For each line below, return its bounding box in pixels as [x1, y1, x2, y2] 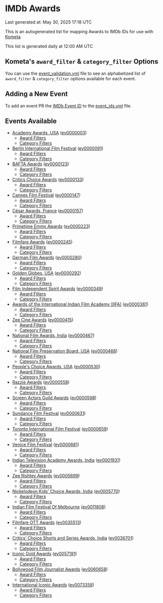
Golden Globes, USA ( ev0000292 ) [12, 270, 81, 276]
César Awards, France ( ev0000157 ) [12, 208, 84, 214]
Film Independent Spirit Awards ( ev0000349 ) [12, 286, 103, 291]
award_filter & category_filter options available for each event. [5, 75, 136, 81]
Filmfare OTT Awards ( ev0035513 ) [12, 519, 81, 526]
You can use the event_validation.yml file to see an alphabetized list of [5, 70, 146, 76]
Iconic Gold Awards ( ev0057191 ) [12, 551, 77, 557]
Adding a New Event [5, 90, 68, 98]
